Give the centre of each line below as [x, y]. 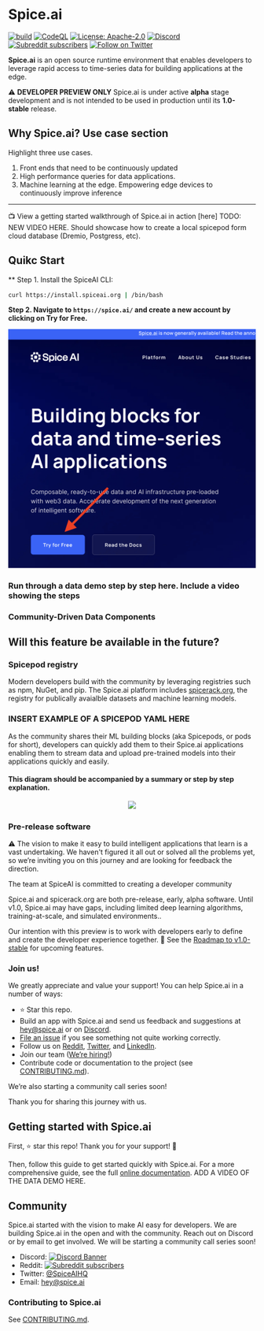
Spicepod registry [43, 664]
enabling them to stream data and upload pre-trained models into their [122, 753]
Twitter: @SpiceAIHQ [53, 1273]
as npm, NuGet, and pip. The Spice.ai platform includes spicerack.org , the [128, 690]
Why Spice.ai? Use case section [88, 134]
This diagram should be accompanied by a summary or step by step [121, 779]
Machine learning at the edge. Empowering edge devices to [116, 184]
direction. [24, 869]
